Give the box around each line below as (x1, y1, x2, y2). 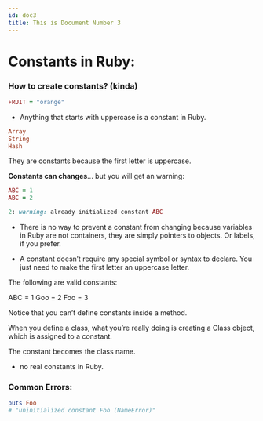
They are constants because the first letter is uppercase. (8, 156, 192, 165)
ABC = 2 (8, 194, 34, 202)
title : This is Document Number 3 (8, 19, 122, 27)
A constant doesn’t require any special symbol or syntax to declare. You (19, 254, 253, 263)
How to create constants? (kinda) (8, 80, 138, 91)
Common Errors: (8, 382, 73, 393)
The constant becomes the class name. (8, 347, 136, 357)
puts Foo (8, 399, 37, 408)
